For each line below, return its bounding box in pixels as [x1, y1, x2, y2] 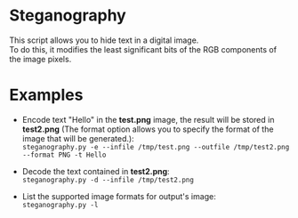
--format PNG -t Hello [21, 150, 107, 159]
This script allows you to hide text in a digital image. [9, 35, 199, 45]
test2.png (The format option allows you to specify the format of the [21, 124, 274, 134]
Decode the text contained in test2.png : [21, 166, 171, 176]
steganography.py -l [21, 200, 99, 209]
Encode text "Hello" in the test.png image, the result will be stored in [21, 114, 275, 125]
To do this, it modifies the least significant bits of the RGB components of [9, 44, 278, 54]
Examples [9, 85, 84, 105]
